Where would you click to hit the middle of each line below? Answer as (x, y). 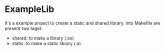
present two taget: (24, 28)
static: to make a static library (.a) (46, 43)
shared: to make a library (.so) (43, 38)
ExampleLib (29, 9)
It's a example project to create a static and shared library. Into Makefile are (82, 23)
